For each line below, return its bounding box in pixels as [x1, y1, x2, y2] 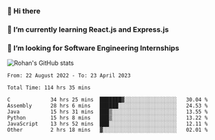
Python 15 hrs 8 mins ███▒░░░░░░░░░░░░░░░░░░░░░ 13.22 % [7, 114, 208, 121]
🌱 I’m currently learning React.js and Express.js [7, 24, 169, 34]
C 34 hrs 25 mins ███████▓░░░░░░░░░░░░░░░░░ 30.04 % [7, 97, 208, 103]
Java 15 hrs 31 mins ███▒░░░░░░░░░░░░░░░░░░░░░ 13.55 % [7, 108, 208, 116]
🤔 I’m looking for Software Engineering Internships [7, 43, 180, 52]
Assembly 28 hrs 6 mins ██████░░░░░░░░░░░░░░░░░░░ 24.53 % [7, 103, 208, 110]
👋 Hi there [7, 6, 41, 16]
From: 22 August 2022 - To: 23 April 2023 [7, 72, 131, 79]
